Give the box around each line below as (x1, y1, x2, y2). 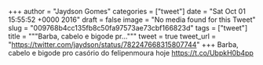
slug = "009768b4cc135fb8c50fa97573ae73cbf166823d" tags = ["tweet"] (8, 23, 248, 32)
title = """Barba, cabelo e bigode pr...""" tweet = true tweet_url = (8, 31, 217, 41)
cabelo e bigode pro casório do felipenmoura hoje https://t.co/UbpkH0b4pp (8, 49, 254, 57)
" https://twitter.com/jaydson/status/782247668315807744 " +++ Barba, (8, 40, 239, 49)
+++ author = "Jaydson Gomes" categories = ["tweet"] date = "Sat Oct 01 (8, 7, 246, 16)
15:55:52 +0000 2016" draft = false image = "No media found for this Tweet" (8, 15, 256, 24)
